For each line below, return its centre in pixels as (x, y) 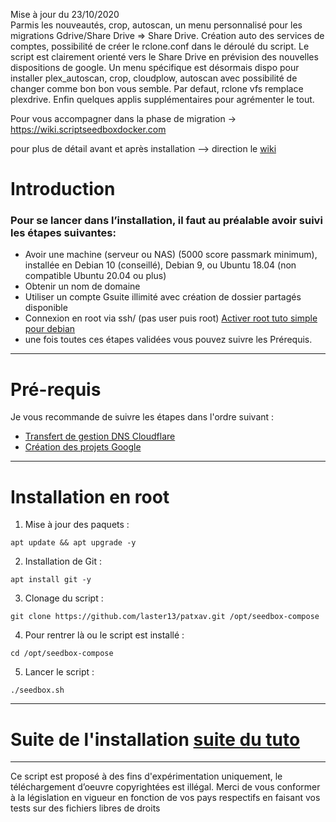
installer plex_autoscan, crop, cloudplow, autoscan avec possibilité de (154, 78)
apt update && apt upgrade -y (73, 543)
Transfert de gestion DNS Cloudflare (100, 436)
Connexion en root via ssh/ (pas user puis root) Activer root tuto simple (171, 318)
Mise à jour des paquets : (77, 525)
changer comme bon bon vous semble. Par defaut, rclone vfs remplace (157, 88)
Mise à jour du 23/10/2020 (65, 14)
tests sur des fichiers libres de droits (85, 808)
